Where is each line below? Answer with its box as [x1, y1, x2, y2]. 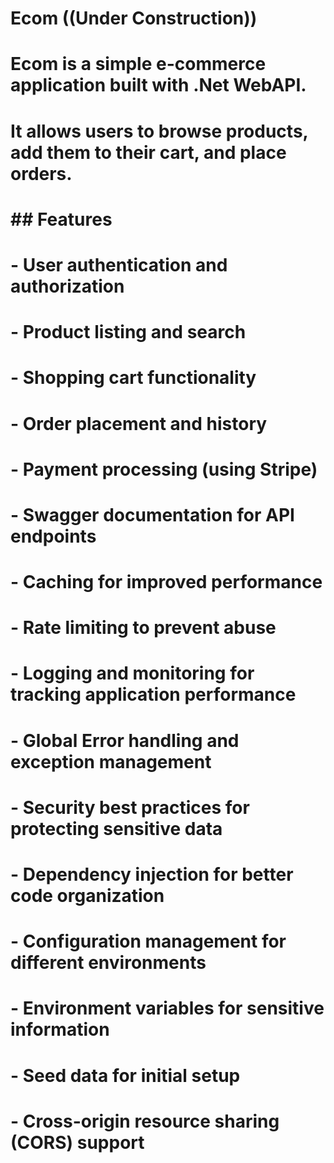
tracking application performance [10, 683, 297, 706]
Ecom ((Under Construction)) [10, 7, 258, 30]
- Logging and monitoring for [10, 662, 255, 685]
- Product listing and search [10, 321, 247, 344]
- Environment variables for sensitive [10, 997, 325, 1020]
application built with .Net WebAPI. [10, 74, 307, 97]
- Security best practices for [10, 796, 250, 819]
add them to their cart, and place [10, 141, 287, 164]
